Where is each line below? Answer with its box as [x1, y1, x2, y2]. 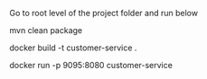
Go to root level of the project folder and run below [9, 8, 199, 18]
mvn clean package [9, 25, 83, 35]
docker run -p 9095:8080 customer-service [9, 60, 174, 70]
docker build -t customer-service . [9, 42, 137, 53]
